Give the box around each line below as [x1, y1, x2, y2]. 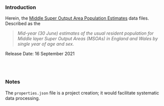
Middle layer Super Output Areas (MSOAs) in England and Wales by [17, 36, 158, 42]
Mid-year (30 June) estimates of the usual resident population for [17, 30, 154, 36]
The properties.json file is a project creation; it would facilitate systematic [5, 89, 159, 96]
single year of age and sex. [17, 41, 74, 47]
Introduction [5, 4, 36, 11]
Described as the [5, 21, 41, 27]
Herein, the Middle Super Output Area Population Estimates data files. [5, 15, 149, 21]
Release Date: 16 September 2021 [5, 51, 75, 57]
